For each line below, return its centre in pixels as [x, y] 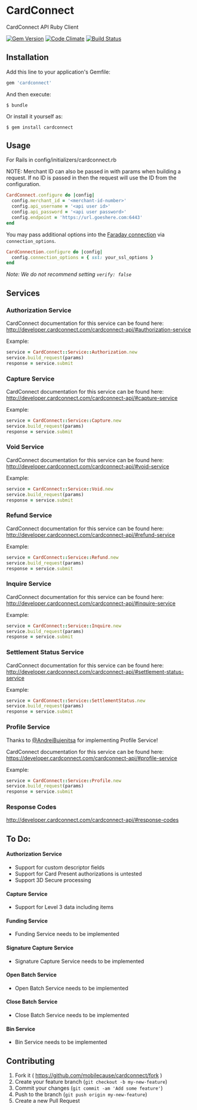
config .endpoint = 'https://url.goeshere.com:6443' [77, 217]
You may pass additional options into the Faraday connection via [86, 235]
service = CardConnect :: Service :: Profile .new [64, 781]
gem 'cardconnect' [29, 83]
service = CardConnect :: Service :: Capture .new [64, 420]
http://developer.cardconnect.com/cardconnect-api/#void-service [88, 466]
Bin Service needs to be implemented [61, 1042]
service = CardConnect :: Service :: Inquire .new [64, 626]
